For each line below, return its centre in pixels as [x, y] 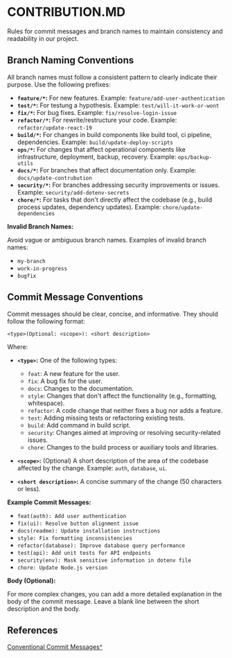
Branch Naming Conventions [71, 61]
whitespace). [46, 403]
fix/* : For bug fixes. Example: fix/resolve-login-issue [97, 112]
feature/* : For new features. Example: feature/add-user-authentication [121, 98]
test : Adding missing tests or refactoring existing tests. [106, 418]
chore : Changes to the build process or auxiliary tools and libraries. [123, 447]
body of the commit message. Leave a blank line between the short [103, 601]
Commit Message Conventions [75, 297]
